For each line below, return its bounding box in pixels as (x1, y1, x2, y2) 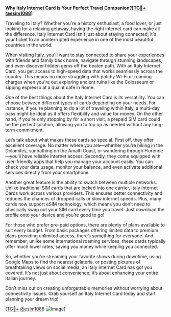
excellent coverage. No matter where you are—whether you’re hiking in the (5, 142, 163, 148)
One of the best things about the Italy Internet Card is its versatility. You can (5, 95, 164, 100)
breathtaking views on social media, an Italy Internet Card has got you (5, 264, 152, 270)
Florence (144, 148, 163, 153)
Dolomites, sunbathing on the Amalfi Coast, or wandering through (5, 148, 144, 153)
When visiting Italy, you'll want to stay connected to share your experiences (5, 52, 165, 58)
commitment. (16, 127, 44, 133)
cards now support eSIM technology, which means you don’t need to (5, 201, 151, 207)
